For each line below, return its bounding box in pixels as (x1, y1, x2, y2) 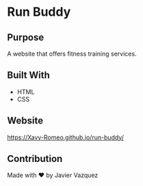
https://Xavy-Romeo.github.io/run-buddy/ (7, 133, 125, 141)
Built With (7, 69, 50, 81)
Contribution (7, 153, 63, 165)
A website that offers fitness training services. (7, 49, 137, 58)
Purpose (7, 32, 44, 43)
